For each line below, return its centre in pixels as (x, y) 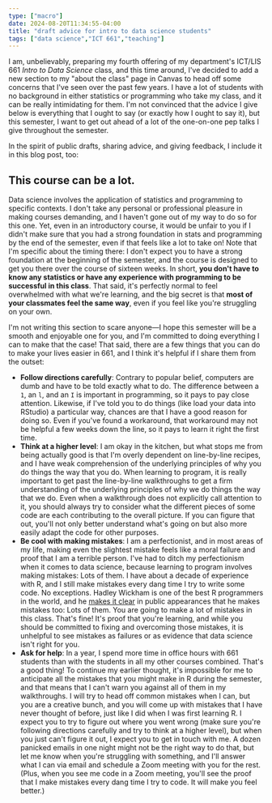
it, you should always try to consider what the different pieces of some (138, 506)
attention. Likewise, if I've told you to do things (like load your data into (138, 404)
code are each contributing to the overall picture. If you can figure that (137, 515)
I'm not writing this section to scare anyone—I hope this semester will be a (132, 327)
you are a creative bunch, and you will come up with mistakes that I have (141, 705)
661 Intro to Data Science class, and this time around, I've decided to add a (134, 70)
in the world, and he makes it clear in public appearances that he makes (140, 601)
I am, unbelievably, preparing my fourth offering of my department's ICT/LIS (135, 62)
